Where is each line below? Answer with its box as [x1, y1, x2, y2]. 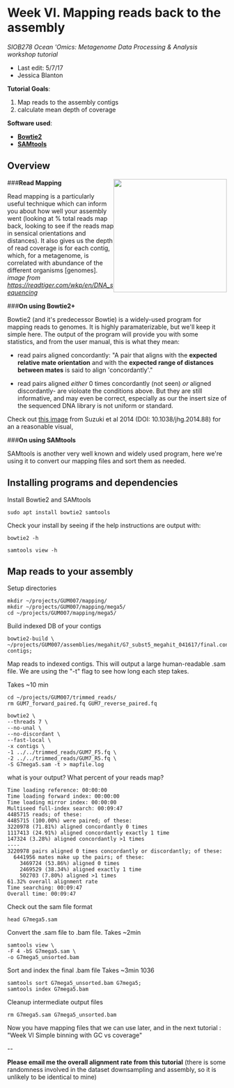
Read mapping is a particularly [7, 192, 95, 200]
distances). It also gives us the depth [7, 236, 114, 244]
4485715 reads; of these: [7, 811, 82, 818]
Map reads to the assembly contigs [17, 98, 119, 106]
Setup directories [7, 584, 57, 593]
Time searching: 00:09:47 [7, 885, 82, 892]
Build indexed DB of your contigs [7, 622, 102, 630]
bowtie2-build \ [7, 635, 54, 642]
